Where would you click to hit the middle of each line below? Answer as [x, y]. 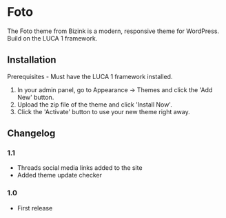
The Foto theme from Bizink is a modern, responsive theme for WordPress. [113, 31]
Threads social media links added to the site [80, 168]
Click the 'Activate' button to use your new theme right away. [104, 111]
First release [35, 208]
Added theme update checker [59, 175]
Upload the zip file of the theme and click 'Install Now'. [94, 105]
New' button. [35, 97]
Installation [32, 60]
